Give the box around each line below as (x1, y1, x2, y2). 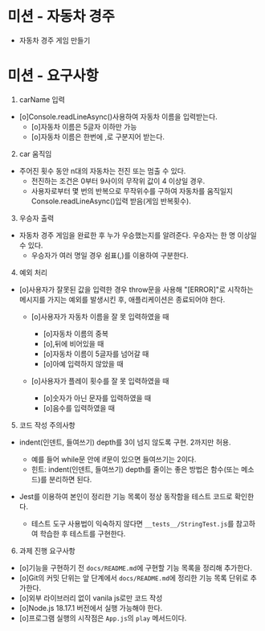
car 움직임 (18, 149, 52, 158)
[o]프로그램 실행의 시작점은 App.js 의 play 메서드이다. (18, 613, 187, 623)
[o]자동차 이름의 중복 (43, 329, 109, 338)
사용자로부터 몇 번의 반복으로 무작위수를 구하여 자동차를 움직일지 (31, 186, 234, 195)
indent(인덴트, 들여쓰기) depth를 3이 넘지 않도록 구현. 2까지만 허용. (18, 437, 231, 447)
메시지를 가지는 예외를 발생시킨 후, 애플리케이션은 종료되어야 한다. (18, 294, 226, 304)
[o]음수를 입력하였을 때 (43, 403, 116, 412)
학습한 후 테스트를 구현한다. (39, 528, 126, 539)
